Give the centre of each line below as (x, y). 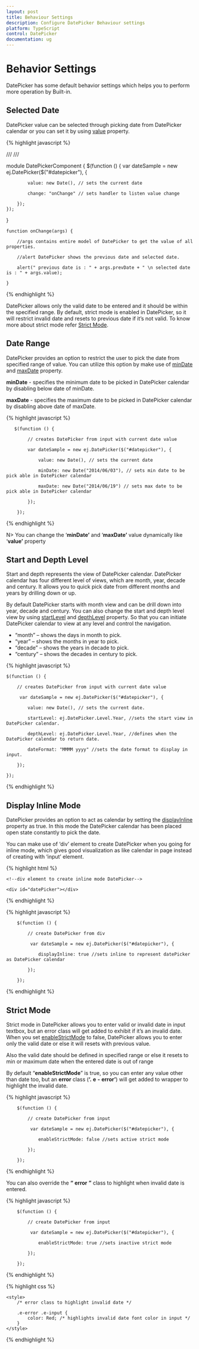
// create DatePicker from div (66, 934)
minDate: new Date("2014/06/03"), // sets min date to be (111, 470)
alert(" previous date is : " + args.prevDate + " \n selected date (104, 268)
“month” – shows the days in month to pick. (68, 635)
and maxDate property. (35, 371)
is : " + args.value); (34, 273)
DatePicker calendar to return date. (53, 739)
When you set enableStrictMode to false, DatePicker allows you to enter (94, 1037)
